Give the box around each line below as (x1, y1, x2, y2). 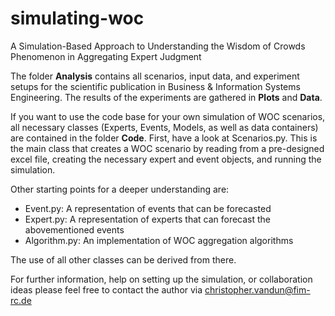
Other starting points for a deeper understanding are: (10, 183, 230, 195)
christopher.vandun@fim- (204, 283, 311, 296)
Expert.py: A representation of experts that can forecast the (24, 213, 272, 225)
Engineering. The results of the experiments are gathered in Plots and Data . (10, 91, 323, 103)
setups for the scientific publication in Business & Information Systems (10, 80, 301, 92)
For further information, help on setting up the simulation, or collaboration (10, 273, 313, 285)
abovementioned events (24, 223, 125, 236)
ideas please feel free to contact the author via (10, 283, 203, 296)
